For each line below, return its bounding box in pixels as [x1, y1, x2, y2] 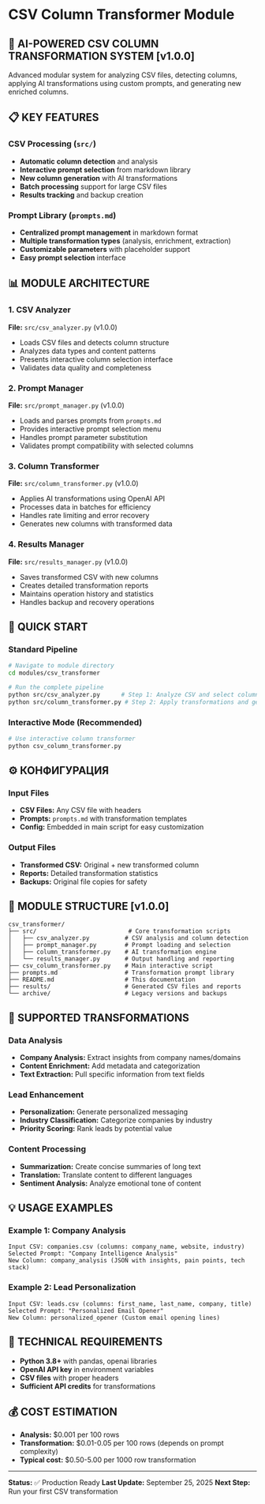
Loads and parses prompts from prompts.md [19, 415, 162, 425]
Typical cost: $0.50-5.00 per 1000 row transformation [19, 1455, 196, 1465]
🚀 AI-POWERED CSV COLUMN [8, 37, 159, 51]
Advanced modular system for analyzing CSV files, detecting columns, [8, 70, 238, 80]
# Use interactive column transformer [8, 735, 136, 743]
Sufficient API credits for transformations [19, 1381, 156, 1391]
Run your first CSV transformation [8, 1487, 118, 1496]
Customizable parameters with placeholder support [19, 244, 191, 254]
